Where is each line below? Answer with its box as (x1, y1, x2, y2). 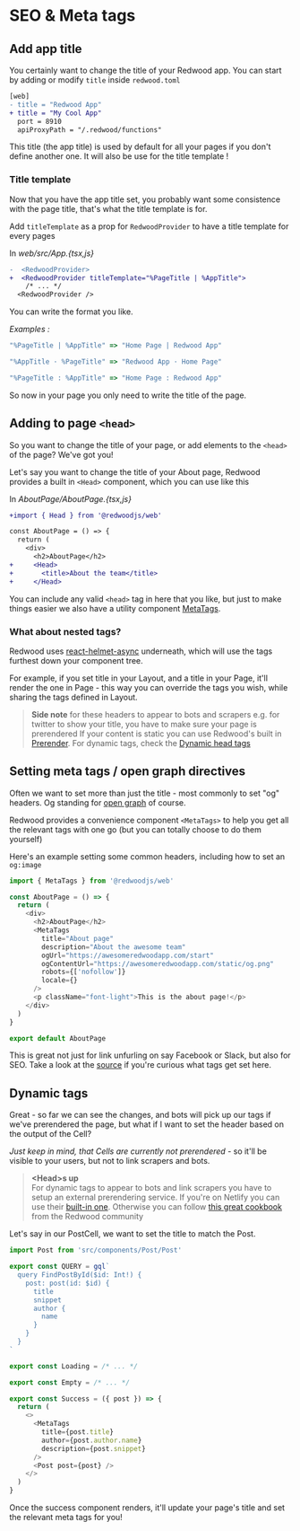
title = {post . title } (41, 1428, 115, 1437)
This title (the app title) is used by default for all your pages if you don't (9, 141, 271, 153)
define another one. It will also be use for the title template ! (9, 151, 229, 162)
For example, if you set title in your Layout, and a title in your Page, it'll (9, 673, 269, 683)
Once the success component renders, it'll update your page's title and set (9, 1502, 285, 1513)
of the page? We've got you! (9, 449, 114, 460)
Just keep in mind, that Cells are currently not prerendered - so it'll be (9, 1146, 267, 1157)
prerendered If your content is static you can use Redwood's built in (30, 728, 282, 739)
